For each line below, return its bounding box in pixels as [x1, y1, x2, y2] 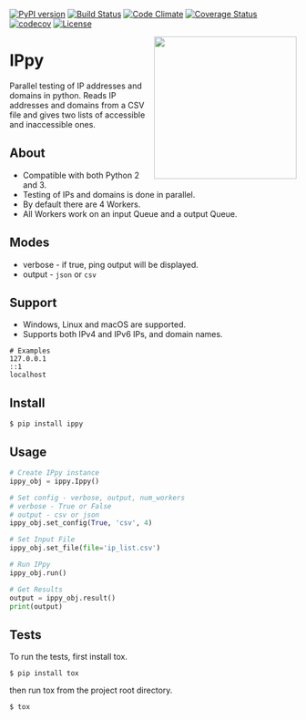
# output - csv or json [9, 510, 100, 519]
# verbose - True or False [9, 501, 112, 510]
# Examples [9, 346, 51, 355]
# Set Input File [9, 535, 76, 544]
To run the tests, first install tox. [9, 652, 128, 663]
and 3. [22, 179, 47, 190]
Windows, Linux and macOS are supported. [22, 319, 187, 330]
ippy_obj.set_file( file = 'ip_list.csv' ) [9, 543, 161, 553]
